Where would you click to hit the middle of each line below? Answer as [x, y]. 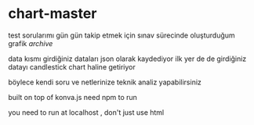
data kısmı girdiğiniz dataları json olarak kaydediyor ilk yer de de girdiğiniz [127, 59]
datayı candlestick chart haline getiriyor [72, 66]
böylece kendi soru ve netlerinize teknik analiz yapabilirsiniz [105, 82]
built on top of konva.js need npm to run [73, 97]
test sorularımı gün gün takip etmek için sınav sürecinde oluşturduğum [122, 35]
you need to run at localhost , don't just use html [86, 112]
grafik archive [31, 43]
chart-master [53, 14]
